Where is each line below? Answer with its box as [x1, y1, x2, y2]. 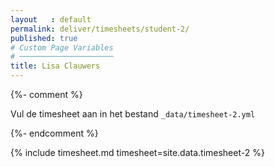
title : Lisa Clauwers [10, 61, 101, 71]
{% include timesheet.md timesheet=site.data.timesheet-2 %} [10, 147, 265, 158]
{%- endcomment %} [10, 127, 99, 139]
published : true [10, 33, 78, 43]
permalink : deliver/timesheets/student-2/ [10, 24, 190, 34]
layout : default [10, 14, 92, 25]
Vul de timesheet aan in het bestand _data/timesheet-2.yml [10, 108, 256, 120]
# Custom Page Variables [10, 42, 114, 53]
